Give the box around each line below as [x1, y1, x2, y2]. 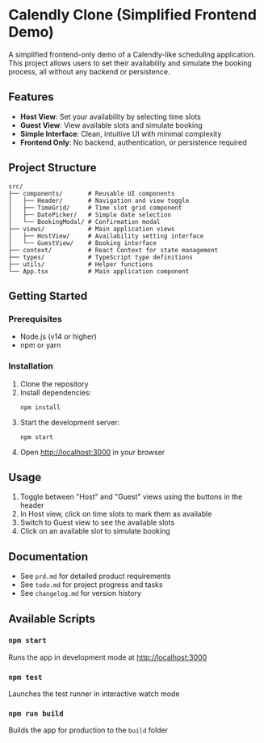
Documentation [8, 550, 89, 564]
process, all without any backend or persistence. [8, 66, 170, 76]
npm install [19, 403, 61, 412]
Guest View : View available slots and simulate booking [19, 120, 203, 130]
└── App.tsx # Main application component [8, 267, 190, 276]
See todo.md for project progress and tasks [19, 580, 163, 589]
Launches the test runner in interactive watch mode [8, 689, 180, 699]
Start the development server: [19, 417, 120, 427]
